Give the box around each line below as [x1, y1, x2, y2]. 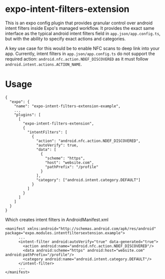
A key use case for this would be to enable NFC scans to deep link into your [5, 45, 160, 51]
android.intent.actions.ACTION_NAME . [5, 61, 82, 67]
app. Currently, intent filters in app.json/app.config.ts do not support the [5, 51, 155, 57]
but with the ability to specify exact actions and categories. [5, 36, 126, 42]
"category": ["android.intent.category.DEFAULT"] [36, 177, 141, 182]
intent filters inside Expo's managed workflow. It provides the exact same [5, 25, 155, 31]
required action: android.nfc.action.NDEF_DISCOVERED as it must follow [5, 56, 149, 62]
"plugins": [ [14, 112, 41, 117]
